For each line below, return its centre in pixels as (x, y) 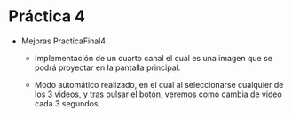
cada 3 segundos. (67, 103)
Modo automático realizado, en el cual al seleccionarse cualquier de (159, 84)
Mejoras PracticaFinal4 (63, 41)
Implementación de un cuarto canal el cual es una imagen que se (153, 58)
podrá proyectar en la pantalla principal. (107, 67)
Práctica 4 (47, 16)
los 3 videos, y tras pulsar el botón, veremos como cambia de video (158, 94)
